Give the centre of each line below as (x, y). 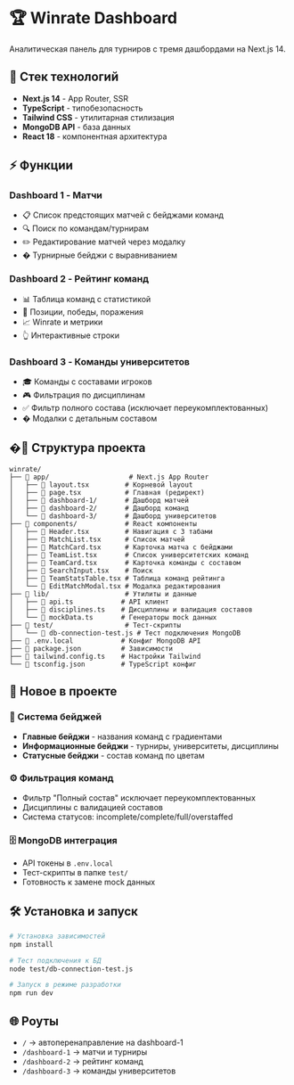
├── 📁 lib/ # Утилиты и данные (103, 594)
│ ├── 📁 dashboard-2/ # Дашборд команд (99, 508)
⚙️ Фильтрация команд (61, 778)
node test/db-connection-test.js (71, 969)
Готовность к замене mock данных (89, 882)
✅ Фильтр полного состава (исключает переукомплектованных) (145, 408)
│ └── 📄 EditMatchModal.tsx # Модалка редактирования (115, 586)
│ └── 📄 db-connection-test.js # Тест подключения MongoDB (125, 633)
